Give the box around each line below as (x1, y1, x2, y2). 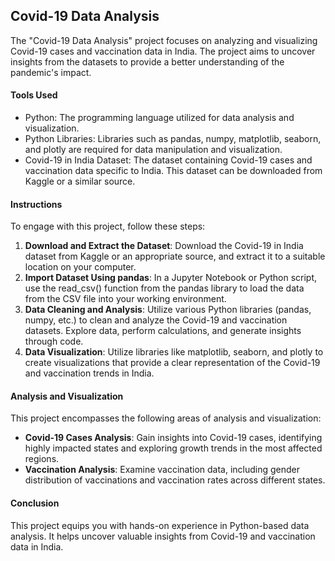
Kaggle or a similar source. (24, 175, 136, 188)
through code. (24, 335, 84, 348)
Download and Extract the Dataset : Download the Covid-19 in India (24, 240, 304, 252)
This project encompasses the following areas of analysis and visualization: (10, 412, 322, 424)
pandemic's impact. (10, 66, 92, 78)
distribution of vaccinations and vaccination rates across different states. (24, 474, 326, 486)
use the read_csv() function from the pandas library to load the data (24, 282, 305, 294)
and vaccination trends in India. (24, 367, 155, 379)
